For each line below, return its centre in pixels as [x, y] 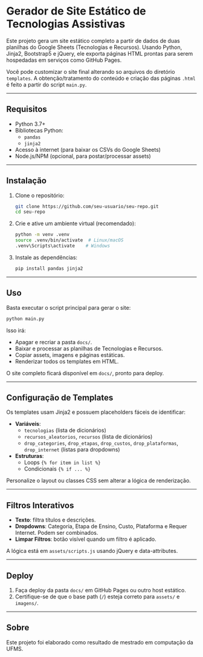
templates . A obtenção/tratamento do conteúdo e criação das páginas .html [101, 78]
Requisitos [27, 109]
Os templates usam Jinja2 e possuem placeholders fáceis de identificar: [96, 412]
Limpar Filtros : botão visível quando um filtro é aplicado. [86, 539]
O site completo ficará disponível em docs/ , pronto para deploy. [85, 373]
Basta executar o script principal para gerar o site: [69, 307]
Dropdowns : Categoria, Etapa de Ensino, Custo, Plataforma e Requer [101, 526]
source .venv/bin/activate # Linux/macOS [69, 240]
